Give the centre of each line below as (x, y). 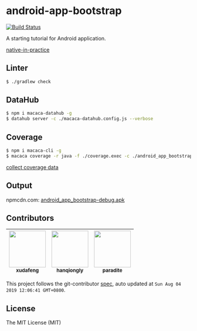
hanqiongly (70, 270)
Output (19, 186)
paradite (112, 270)
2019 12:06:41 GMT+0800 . (36, 290)
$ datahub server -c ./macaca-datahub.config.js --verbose (80, 119)
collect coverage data (32, 167)
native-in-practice (28, 50)
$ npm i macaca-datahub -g (39, 113)
